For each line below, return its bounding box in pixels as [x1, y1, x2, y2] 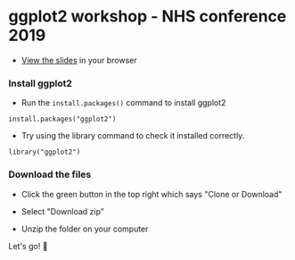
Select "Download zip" [20, 205, 104, 216]
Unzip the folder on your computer [20, 223, 149, 234]
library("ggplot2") [8, 147, 81, 157]
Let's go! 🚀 [8, 240, 48, 251]
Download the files [8, 168, 92, 180]
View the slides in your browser [20, 55, 137, 65]
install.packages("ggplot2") [8, 114, 117, 124]
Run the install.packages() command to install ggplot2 [20, 97, 226, 108]
